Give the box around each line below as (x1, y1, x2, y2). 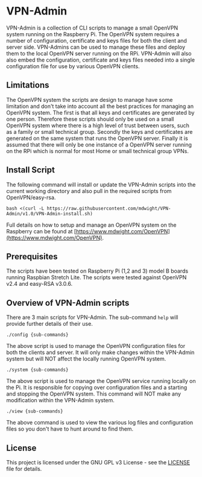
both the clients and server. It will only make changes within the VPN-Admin (6, 349, 195, 356)
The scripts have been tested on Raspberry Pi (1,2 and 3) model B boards (6, 267, 189, 275)
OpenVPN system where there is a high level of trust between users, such (6, 122, 190, 129)
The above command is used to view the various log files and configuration (6, 419, 194, 426)
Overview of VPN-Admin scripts (6, 297, 130, 308)
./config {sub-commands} (6, 332, 69, 338)
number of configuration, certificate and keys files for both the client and (6, 37, 187, 44)
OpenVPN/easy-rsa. (6, 194, 56, 201)
